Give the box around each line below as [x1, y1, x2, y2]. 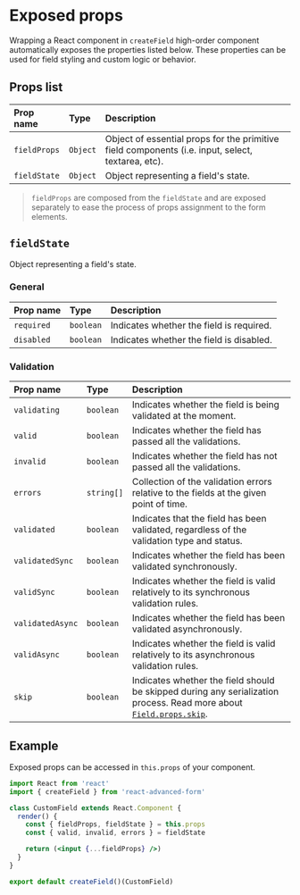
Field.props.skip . [132, 707, 208, 720]
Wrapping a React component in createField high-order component [9, 35, 260, 46]
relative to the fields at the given [132, 487, 267, 499]
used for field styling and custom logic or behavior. [9, 54, 196, 64]
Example [9, 738, 59, 753]
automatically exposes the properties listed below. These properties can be [9, 44, 287, 54]
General [9, 280, 45, 293]
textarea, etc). [104, 155, 164, 167]
